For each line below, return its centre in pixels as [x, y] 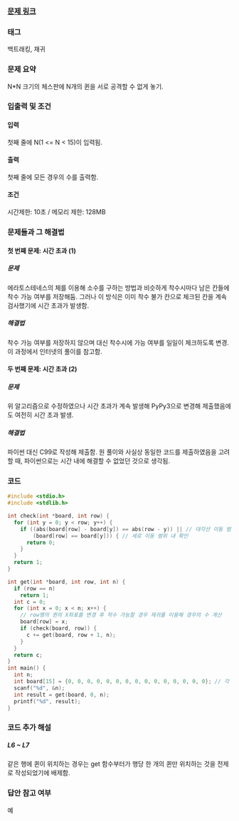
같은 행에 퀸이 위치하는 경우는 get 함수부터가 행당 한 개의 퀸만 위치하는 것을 [111, 764]
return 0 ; [41, 543]
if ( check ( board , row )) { [59, 629]
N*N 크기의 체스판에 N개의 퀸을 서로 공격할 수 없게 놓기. [85, 86]
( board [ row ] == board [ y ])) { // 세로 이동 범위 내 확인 [111, 536]
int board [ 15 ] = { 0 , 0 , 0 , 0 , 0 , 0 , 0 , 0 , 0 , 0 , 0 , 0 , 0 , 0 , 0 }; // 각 [122, 682]
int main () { [27, 668]
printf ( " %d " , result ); [47, 701]
